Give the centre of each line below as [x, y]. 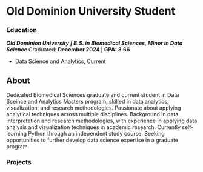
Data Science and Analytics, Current [60, 61]
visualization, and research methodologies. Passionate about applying [94, 108]
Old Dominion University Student [91, 11]
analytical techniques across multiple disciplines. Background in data [92, 114]
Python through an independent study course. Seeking [96, 134]
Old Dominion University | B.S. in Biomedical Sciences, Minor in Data [95, 43]
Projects [19, 162]
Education [22, 30]
